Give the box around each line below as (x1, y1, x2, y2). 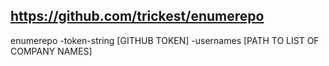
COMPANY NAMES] (10, 45, 93, 57)
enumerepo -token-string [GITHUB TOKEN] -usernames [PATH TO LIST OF (10, 34, 320, 46)
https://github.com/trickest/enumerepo (10, 8, 265, 25)
